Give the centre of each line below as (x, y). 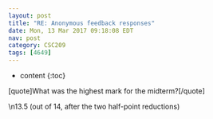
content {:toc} (43, 75)
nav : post (25, 38)
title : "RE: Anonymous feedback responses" (82, 23)
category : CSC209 (37, 46)
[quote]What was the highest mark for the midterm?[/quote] (107, 91)
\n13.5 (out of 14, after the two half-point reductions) (94, 106)
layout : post (30, 16)
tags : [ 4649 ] (30, 53)
